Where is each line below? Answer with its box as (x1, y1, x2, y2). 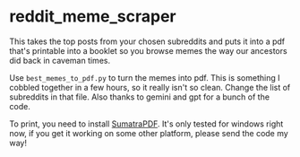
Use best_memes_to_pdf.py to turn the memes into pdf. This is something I (9, 72, 280, 83)
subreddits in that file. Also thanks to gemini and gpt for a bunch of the (9, 92, 270, 102)
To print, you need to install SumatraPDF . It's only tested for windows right (9, 118, 284, 129)
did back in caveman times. (9, 55, 110, 65)
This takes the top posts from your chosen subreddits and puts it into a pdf (9, 36, 286, 47)
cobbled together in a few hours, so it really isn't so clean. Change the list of (9, 82, 291, 92)
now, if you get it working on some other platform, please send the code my (9, 127, 288, 138)
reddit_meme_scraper (9, 6, 176, 27)
